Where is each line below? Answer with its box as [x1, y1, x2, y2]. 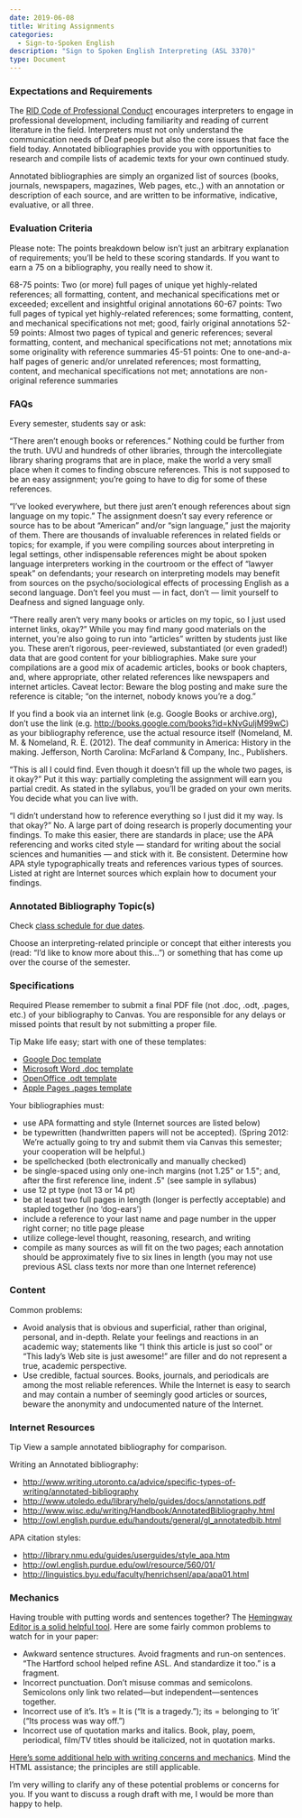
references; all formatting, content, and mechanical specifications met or [9, 289, 279, 299]
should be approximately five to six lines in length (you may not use [22, 1252, 273, 1262]
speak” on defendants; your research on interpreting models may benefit [9, 567, 280, 578]
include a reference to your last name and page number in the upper [22, 1214, 277, 1225]
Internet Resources [9, 1421, 96, 1434]
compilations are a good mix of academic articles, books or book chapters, [9, 662, 288, 673]
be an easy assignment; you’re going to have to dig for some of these [9, 473, 268, 484]
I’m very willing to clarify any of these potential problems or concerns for [9, 1779, 279, 1790]
